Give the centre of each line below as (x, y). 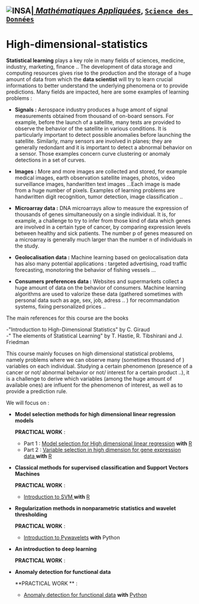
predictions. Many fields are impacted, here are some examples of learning (98, 92)
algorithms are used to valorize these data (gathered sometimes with (99, 294)
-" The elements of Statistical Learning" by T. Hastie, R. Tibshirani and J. (95, 336)
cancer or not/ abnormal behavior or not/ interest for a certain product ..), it (98, 372)
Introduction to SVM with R (57, 497)
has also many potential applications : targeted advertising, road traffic (101, 264)
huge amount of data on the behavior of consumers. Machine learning (100, 288)
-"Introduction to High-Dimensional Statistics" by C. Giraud (78, 330)
